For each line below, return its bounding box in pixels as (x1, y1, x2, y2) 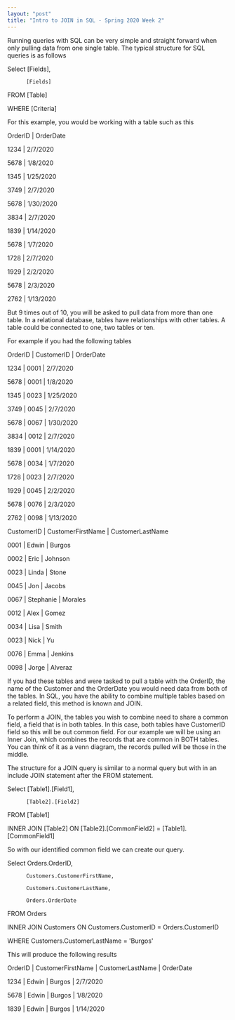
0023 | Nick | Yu (7, 636, 55, 644)
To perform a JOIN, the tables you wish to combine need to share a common (7, 713, 229, 721)
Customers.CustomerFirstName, (25, 872, 114, 880)
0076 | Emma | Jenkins (7, 649, 74, 658)
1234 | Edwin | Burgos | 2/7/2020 (7, 977, 103, 986)
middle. (7, 750, 29, 758)
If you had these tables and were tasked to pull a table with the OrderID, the (7, 677, 226, 685)
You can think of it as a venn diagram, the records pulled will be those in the (7, 742, 227, 751)
